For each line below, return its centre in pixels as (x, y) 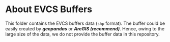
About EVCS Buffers (49, 9)
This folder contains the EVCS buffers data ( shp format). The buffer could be (85, 23)
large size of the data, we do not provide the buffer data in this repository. (83, 34)
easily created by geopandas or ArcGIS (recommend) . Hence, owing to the (85, 28)
